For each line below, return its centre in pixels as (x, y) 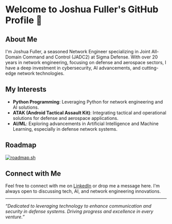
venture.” (15, 217)
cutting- (150, 68)
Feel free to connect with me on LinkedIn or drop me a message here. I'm (83, 186)
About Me (21, 39)
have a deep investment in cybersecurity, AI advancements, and (73, 68)
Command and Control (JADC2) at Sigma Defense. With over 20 (90, 57)
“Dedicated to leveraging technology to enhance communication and (79, 206)
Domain (14, 57)
